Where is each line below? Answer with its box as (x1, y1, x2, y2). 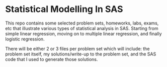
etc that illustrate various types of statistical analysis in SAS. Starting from (5, 25, 158, 31)
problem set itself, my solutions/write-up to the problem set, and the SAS (5, 51, 156, 57)
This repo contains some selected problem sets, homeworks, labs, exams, (5, 20, 159, 26)
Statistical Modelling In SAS (5, 3, 123, 15)
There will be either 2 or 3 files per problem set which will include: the (5, 45, 150, 51)
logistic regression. (5, 36, 45, 42)
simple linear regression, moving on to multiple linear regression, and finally (5, 30, 162, 36)
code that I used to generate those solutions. (5, 56, 98, 62)
